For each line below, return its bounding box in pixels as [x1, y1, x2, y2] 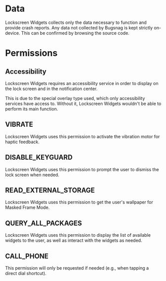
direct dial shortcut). [5, 271, 47, 276]
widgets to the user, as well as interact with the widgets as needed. [5, 237, 142, 244]
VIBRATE [5, 120, 33, 129]
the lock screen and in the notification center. [5, 86, 98, 92]
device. [5, 30, 20, 36]
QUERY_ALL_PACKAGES [5, 219, 82, 227]
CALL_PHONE [5, 252, 49, 260]
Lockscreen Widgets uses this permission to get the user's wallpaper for [5, 199, 154, 205]
